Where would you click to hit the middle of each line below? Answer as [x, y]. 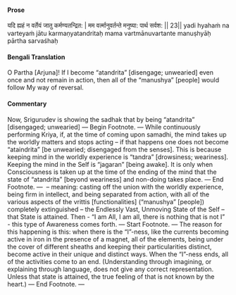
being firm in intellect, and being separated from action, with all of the [108, 194]
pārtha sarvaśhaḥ [33, 41]
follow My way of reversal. [46, 87]
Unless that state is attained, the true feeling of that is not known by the [111, 276]
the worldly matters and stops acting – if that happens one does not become [118, 142]
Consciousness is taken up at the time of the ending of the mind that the [112, 172]
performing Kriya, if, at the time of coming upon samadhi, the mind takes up [117, 134]
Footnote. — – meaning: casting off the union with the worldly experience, [116, 187]
